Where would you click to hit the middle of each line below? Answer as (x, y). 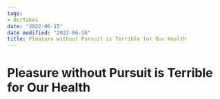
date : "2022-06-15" (35, 26)
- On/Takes (23, 20)
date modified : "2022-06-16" (49, 33)
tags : (15, 13)
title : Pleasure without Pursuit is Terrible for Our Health (97, 39)
